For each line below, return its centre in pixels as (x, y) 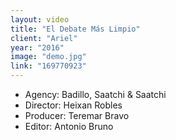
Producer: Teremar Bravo (77, 115)
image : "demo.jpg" (48, 57)
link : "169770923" (48, 66)
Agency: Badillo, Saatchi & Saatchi (95, 94)
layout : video (40, 19)
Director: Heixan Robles (73, 105)
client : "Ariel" (44, 38)
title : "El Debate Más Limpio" (75, 29)
